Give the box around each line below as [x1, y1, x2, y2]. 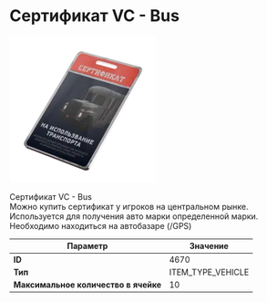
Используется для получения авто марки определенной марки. [9, 211, 259, 222]
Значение [190, 241, 230, 252]
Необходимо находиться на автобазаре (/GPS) [9, 220, 192, 231]
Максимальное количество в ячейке [13, 279, 162, 290]
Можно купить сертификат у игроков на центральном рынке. [9, 201, 249, 212]
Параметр [67, 241, 108, 252]
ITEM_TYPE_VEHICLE [169, 266, 250, 277]
